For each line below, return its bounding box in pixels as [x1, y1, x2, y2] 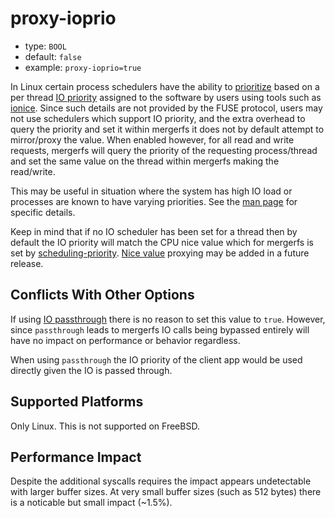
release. [10, 257, 44, 269]
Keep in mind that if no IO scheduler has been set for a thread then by [10, 225, 298, 237]
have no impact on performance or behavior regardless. [10, 334, 241, 346]
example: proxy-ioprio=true [24, 61, 142, 73]
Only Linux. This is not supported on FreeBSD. [10, 420, 200, 432]
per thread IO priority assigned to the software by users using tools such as [10, 91, 322, 103]
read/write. [10, 165, 56, 177]
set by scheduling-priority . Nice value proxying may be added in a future [10, 247, 310, 259]
